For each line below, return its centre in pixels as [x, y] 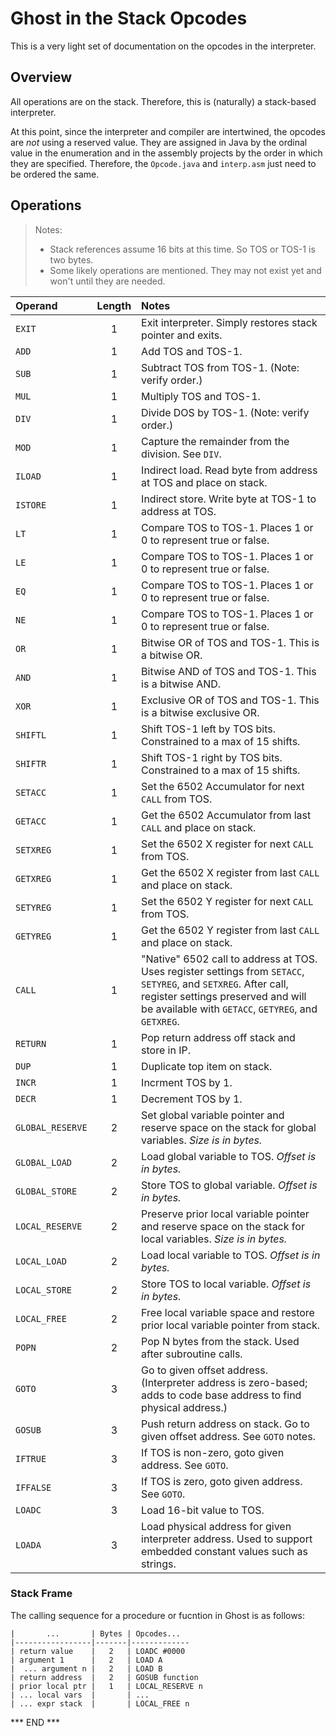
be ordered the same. [55, 174]
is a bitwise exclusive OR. [200, 712]
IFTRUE [31, 1458]
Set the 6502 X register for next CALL [227, 844]
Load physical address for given [216, 1526]
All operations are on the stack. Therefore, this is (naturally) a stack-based [163, 101]
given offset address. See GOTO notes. [228, 1436]
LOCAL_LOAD [41, 1261]
